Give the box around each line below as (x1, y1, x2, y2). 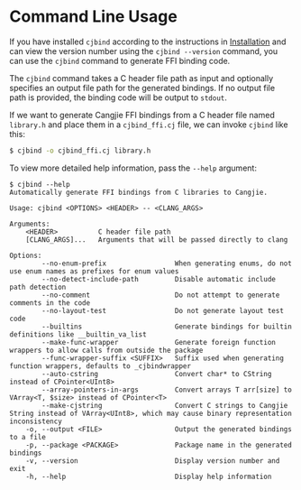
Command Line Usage (9, 6, 178, 27)
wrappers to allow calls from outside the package (9, 346, 204, 355)
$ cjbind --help (9, 180, 70, 189)
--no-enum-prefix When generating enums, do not (41, 259, 293, 268)
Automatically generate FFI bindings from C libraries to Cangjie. (9, 188, 269, 197)
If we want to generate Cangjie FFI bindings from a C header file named (9, 109, 275, 120)
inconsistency (9, 417, 63, 426)
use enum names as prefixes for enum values (9, 266, 179, 276)
